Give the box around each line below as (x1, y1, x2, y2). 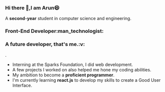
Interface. (12, 82, 32, 88)
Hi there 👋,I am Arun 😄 (5, 4, 60, 11)
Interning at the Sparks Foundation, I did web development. (12, 61, 133, 68)
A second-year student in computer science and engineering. (5, 16, 132, 22)
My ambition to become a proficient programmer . (12, 72, 115, 78)
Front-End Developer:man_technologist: (5, 28, 104, 35)
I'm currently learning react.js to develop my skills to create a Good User (12, 77, 161, 83)
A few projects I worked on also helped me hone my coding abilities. (12, 67, 152, 72)
